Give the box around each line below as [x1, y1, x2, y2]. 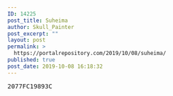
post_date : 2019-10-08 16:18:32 [7, 63, 103, 70]
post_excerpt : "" [7, 30, 59, 37]
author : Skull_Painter [7, 23, 74, 30]
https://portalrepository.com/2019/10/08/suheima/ [13, 50, 167, 57]
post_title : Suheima [7, 17, 69, 24]
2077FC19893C [7, 82, 53, 90]
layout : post [7, 37, 46, 44]
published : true [7, 56, 55, 64]
